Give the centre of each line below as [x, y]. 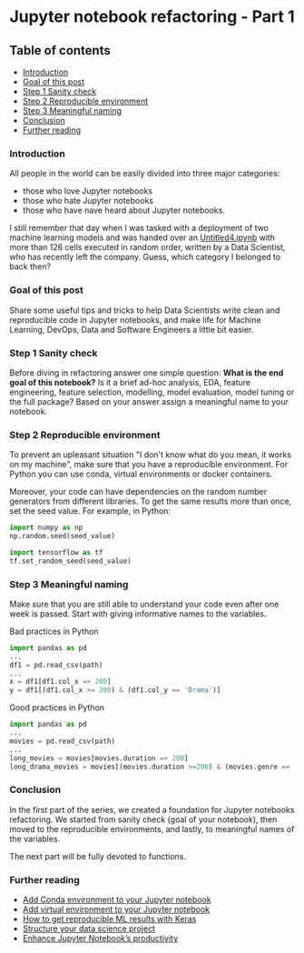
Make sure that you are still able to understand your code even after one [144, 604]
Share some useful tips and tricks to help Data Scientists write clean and [145, 310]
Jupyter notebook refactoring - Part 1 [152, 17]
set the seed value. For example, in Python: [90, 511]
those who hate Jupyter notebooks [88, 201]
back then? [30, 266]
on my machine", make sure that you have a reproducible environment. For [149, 465]
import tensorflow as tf [56, 552]
